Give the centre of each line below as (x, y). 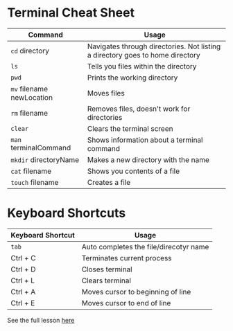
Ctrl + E (23, 303)
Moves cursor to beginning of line (136, 292)
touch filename (35, 182)
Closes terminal (107, 269)
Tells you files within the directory (142, 66)
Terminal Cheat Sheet (71, 13)
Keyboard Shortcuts (67, 213)
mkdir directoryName (45, 159)
